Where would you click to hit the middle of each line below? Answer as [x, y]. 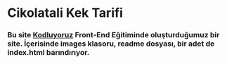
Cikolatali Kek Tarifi [65, 13]
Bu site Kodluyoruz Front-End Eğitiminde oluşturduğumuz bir [113, 35]
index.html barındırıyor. [48, 53]
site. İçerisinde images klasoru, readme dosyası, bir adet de [111, 44]
